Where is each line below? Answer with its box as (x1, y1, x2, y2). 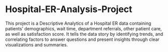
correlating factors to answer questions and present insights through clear (5, 36, 160, 42)
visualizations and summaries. (5, 41, 68, 47)
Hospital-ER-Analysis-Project (5, 4, 133, 15)
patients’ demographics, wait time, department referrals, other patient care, (5, 25, 162, 31)
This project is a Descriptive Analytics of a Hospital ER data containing (5, 20, 151, 26)
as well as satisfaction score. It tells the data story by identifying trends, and (5, 31, 163, 37)
